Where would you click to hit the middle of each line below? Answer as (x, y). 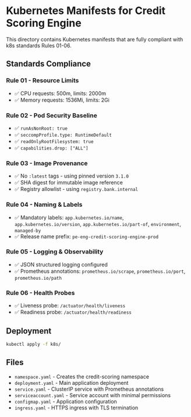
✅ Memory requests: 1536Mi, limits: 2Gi (62, 100)
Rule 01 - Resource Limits (43, 81)
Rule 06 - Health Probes (40, 293)
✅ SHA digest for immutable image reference (69, 183)
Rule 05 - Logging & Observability (55, 252)
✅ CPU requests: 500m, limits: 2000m (60, 93)
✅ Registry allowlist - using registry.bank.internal (76, 189)
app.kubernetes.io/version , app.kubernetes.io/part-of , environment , (98, 224)
